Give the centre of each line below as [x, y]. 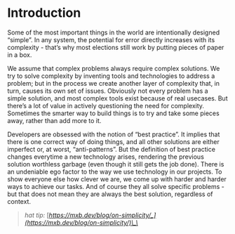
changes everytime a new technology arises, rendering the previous [106, 157]
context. [19, 201]
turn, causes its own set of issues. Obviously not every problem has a [108, 91]
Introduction [44, 13]
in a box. [20, 55]
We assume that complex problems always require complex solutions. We [114, 68]
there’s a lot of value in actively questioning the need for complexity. [106, 105]
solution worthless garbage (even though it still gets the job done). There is [116, 164]
